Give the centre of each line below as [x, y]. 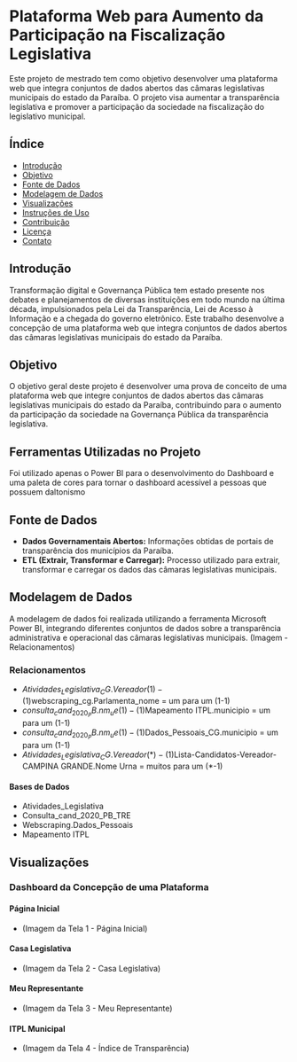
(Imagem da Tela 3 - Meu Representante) [97, 1009]
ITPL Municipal [37, 1028]
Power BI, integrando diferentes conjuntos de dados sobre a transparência [145, 628]
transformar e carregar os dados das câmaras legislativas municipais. [149, 570]
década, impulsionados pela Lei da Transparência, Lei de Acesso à [131, 308]
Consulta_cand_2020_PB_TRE [76, 816]
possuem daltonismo [47, 492]
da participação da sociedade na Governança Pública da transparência [139, 415]
